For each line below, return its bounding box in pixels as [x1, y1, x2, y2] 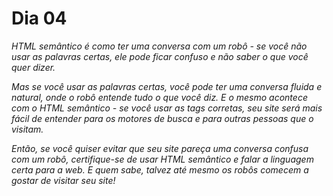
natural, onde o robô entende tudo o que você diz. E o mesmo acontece [11, 91, 308, 103]
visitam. [11, 123, 44, 135]
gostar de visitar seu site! [11, 174, 116, 186]
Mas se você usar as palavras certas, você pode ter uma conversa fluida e [11, 80, 323, 92]
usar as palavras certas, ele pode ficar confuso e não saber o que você [11, 50, 309, 62]
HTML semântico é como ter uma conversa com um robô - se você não [11, 40, 308, 52]
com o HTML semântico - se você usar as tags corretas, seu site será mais [11, 102, 323, 114]
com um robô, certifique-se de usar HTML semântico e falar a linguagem [11, 153, 314, 165]
